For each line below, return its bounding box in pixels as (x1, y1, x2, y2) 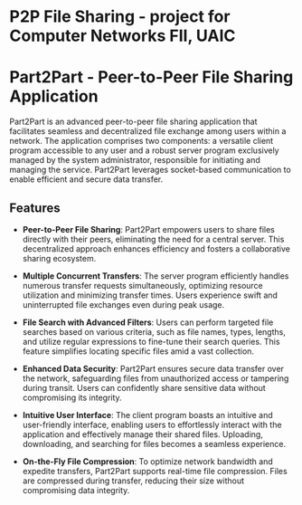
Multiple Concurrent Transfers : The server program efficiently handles (22, 270, 289, 281)
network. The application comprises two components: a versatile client (9, 136, 274, 147)
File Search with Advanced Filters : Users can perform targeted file (22, 317, 274, 328)
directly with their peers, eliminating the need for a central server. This (22, 233, 285, 244)
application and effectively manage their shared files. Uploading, (22, 428, 264, 440)
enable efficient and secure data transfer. (9, 174, 164, 185)
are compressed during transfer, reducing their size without (22, 475, 245, 486)
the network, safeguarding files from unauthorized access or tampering (22, 373, 289, 384)
